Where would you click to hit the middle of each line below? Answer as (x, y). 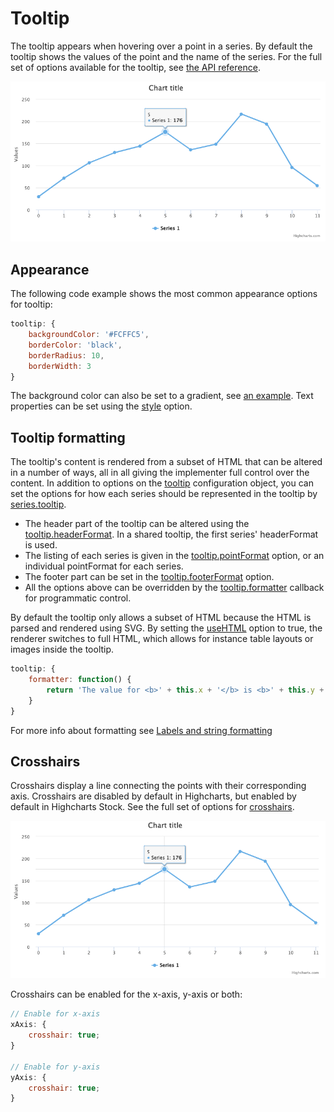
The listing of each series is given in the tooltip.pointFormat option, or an (174, 556)
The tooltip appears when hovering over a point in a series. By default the (161, 46)
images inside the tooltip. (62, 649)
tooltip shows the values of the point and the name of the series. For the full (166, 56)
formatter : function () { (80, 680)
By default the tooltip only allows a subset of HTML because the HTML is (161, 618)
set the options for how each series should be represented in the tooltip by (164, 494)
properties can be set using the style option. (101, 406)
